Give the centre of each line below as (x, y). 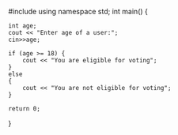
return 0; (25, 109)
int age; (23, 26)
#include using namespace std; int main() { (78, 11)
